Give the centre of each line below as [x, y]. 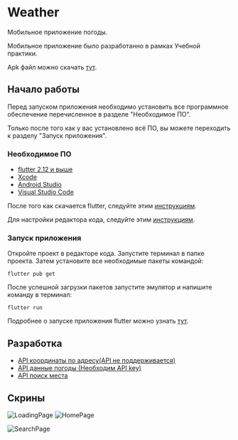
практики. [22, 53]
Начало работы [44, 90]
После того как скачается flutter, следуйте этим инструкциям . [102, 206]
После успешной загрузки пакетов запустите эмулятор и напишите [110, 287]
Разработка [35, 343]
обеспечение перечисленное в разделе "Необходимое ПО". [99, 114]
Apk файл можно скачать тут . [52, 67]
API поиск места [43, 376]
